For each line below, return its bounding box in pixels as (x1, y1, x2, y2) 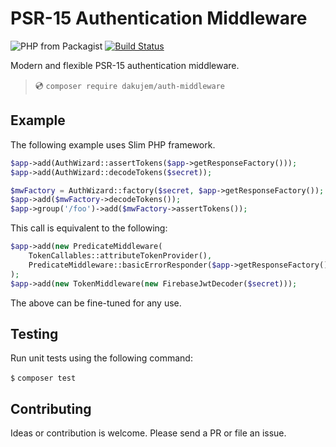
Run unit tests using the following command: (10, 352, 193, 364)
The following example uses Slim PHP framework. (10, 138, 216, 151)
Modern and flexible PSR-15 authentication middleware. (10, 59, 240, 71)
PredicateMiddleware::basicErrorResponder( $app (28, 260, 230, 270)
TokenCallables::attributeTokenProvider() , (28, 251, 213, 261)
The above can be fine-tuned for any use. (10, 297, 182, 309)
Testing (10, 325, 59, 342)
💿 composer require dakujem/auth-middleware (34, 79, 225, 91)
